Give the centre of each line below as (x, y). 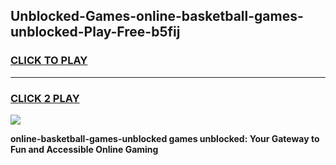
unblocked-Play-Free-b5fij (95, 32)
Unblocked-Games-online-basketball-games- (157, 16)
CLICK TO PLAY (49, 61)
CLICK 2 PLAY (45, 98)
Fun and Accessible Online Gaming (84, 149)
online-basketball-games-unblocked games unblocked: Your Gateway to (165, 138)
